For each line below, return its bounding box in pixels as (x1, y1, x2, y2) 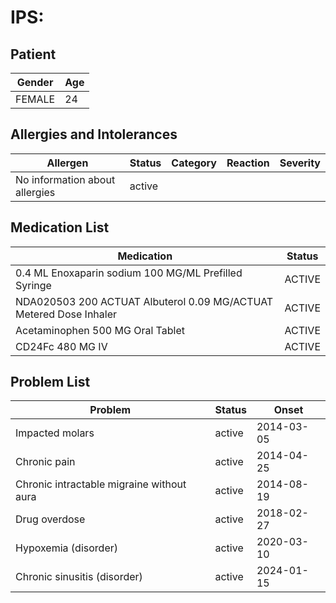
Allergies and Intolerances (10, 126, 178, 143)
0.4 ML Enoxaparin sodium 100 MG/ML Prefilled (15, 266, 243, 280)
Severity (279, 156, 321, 170)
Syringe (15, 278, 52, 292)
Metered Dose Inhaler (15, 307, 117, 321)
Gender (16, 76, 54, 89)
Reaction (226, 156, 270, 170)
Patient (10, 46, 57, 63)
